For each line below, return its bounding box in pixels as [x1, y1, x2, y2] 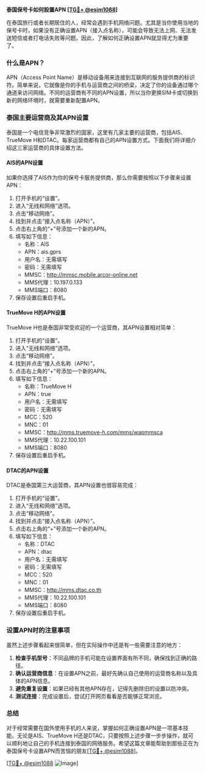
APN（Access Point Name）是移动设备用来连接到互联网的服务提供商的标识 [6, 73, 195, 81]
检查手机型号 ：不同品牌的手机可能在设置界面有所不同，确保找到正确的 [15, 654, 192, 662]
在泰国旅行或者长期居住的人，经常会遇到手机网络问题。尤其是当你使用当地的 [6, 19, 199, 26]
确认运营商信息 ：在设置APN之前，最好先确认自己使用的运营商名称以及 [15, 670, 192, 677]
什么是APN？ [6, 58, 45, 67]
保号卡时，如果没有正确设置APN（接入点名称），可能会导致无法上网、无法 [6, 27, 192, 34]
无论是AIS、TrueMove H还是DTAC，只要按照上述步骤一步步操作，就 [16, 731, 189, 739]
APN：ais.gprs [24, 248, 62, 255]
